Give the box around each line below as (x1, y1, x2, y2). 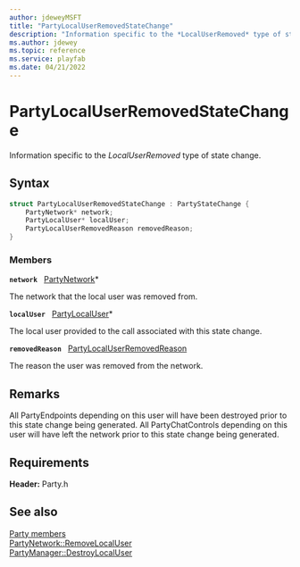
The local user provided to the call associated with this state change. (9, 326, 262, 337)
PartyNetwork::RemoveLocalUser (9, 538, 132, 548)
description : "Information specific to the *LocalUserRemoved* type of (9, 29, 281, 38)
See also (9, 504, 58, 520)
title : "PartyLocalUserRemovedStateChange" (9, 21, 174, 30)
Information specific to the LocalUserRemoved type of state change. (9, 149, 262, 161)
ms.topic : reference (9, 46, 87, 55)
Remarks (9, 386, 61, 402)
